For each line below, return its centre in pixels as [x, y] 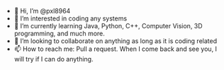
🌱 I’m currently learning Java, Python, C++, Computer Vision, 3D [108, 26]
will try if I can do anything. [54, 59]
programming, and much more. [59, 33]
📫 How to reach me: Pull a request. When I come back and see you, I [116, 49]
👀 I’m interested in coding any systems [71, 18]
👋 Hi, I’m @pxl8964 [42, 11]
